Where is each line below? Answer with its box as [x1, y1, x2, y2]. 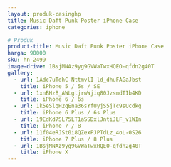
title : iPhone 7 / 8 [20, 122, 81, 129]
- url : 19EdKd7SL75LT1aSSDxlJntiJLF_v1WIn [14, 116, 142, 123]
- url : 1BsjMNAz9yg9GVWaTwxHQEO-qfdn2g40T [14, 142, 142, 149]
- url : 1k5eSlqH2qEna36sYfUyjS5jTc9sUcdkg [14, 102, 142, 110]
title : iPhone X [20, 149, 69, 156]
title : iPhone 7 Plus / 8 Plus [20, 136, 113, 143]
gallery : [7, 69, 33, 77]
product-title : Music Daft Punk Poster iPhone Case [7, 43, 164, 50]
